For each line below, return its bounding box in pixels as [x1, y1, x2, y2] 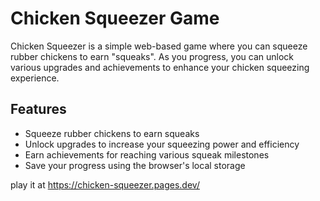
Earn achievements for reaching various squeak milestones [24, 148, 270, 161]
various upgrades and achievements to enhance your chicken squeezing [10, 61, 310, 73]
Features [10, 101, 67, 118]
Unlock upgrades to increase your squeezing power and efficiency [24, 138, 300, 150]
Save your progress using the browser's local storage [24, 159, 246, 171]
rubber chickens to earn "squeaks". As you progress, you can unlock [10, 50, 294, 62]
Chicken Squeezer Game [10, 7, 220, 30]
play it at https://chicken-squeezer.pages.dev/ [10, 178, 200, 191]
